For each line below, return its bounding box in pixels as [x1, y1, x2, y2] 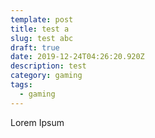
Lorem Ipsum [10, 116, 65, 128]
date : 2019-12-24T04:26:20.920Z [10, 52, 145, 62]
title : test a [10, 24, 70, 34]
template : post [10, 14, 74, 25]
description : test [10, 61, 87, 71]
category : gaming [10, 71, 83, 81]
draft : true [10, 42, 60, 53]
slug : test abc [10, 33, 74, 43]
